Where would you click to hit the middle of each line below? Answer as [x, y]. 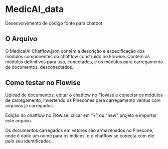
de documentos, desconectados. [39, 67]
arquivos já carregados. [30, 105]
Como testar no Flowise [43, 83]
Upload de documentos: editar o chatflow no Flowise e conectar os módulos [84, 95]
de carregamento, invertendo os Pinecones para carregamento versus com [83, 100]
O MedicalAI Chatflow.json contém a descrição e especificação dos [75, 51]
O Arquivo [21, 39]
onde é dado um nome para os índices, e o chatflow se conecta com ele [80, 135]
